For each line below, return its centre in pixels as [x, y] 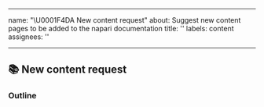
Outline [22, 96]
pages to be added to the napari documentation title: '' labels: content [121, 29]
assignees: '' [29, 37]
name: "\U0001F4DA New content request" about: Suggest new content [125, 20]
